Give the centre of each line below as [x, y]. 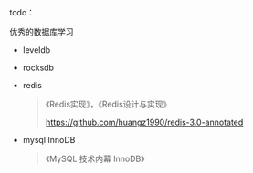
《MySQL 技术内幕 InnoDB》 [95, 158]
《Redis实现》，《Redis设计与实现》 [108, 104]
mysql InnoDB [49, 140]
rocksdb [38, 67]
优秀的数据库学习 [42, 32]
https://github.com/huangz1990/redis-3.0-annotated [144, 122]
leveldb [37, 50]
